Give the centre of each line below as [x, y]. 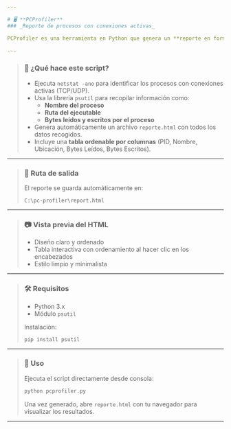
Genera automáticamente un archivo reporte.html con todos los [125, 127]
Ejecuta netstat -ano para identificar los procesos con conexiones [129, 83]
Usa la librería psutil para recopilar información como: [112, 97]
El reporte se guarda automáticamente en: [84, 188]
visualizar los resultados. [59, 411]
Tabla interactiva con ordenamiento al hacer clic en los [111, 250]
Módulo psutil [55, 314]
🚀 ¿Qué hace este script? [66, 68]
